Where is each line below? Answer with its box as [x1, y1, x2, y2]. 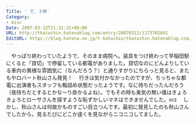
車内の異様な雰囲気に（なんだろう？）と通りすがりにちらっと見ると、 [10, 67, 180, 73]
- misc [6, 19, 22, 25]
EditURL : [6, 36, 27, 41]
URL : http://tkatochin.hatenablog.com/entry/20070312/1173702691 [6, 30, 168, 36]
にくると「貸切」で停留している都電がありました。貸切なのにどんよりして [6, 59, 185, 66]
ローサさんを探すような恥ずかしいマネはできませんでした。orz [26, 96, 177, 103]
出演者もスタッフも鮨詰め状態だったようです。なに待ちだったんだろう [16, 82, 184, 88]
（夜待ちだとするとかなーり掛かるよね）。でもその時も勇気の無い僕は [6, 89, 172, 96]
